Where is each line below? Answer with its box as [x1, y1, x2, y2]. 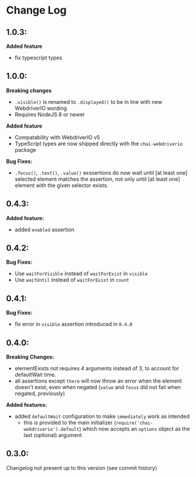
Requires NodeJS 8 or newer [14, 110, 86, 118]
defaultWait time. [14, 371, 56, 378]
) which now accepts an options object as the [79, 426, 190, 433]
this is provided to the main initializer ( [23, 419, 116, 426]
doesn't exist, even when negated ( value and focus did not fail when [14, 384, 181, 391]
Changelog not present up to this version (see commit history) [6, 464, 158, 471]
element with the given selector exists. [14, 181, 109, 189]
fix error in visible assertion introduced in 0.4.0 [14, 321, 133, 328]
